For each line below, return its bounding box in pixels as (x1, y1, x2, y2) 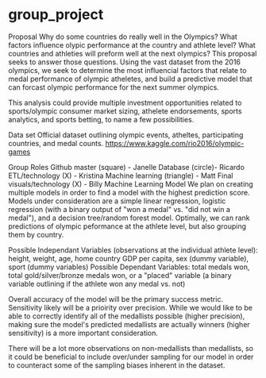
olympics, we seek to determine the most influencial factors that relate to (8, 65, 247, 75)
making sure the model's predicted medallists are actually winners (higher (8, 319, 250, 329)
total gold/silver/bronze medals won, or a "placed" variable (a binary (8, 270, 232, 280)
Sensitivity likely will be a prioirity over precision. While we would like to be (8, 303, 253, 312)
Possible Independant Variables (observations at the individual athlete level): (8, 245, 258, 255)
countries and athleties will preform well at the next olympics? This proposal (8, 48, 257, 58)
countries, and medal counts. (8, 138, 104, 148)
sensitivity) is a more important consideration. (8, 328, 159, 337)
